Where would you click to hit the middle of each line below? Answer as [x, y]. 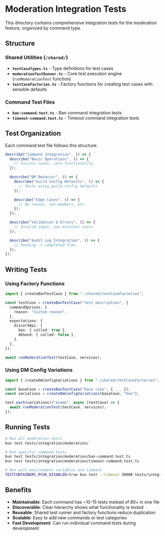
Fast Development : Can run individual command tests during [74, 523]
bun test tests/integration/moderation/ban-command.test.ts [68, 457]
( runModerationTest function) [41, 79]
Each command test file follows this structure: [51, 145]
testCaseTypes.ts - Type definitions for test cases [63, 68]
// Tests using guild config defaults [58, 186]
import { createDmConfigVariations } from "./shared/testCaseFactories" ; [82, 380]
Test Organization [33, 133]
